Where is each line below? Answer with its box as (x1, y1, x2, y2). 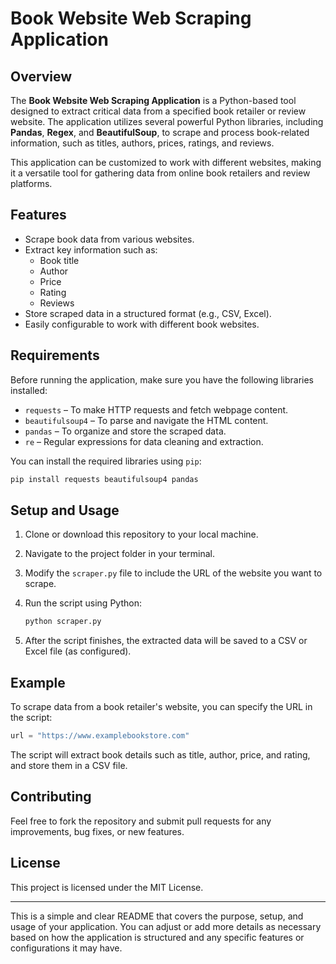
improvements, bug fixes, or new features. (10, 825, 185, 837)
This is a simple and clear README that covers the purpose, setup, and (10, 910, 304, 922)
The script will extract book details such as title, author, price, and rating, (10, 748, 311, 761)
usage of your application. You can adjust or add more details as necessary (10, 920, 322, 932)
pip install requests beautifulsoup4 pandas (10, 474, 199, 484)
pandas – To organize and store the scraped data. (24, 425, 227, 437)
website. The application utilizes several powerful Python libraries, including (10, 116, 324, 127)
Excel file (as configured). (24, 645, 132, 657)
